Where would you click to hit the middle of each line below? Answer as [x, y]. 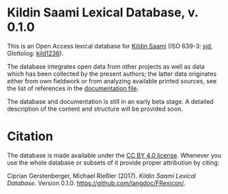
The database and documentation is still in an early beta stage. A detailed [110, 101]
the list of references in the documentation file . [73, 88]
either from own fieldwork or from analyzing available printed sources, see [112, 81]
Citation [30, 136]
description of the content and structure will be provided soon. [95, 109]
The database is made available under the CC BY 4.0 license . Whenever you [114, 155]
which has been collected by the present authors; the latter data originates [112, 74]
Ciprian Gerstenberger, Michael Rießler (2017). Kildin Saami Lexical [101, 176]
